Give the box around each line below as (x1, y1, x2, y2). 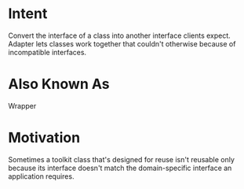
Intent (8, 5, 48, 23)
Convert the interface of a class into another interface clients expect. (8, 31, 231, 40)
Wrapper (8, 101, 37, 110)
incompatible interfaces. (8, 47, 87, 57)
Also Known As (8, 76, 110, 93)
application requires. (8, 171, 75, 181)
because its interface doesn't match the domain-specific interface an (8, 163, 232, 172)
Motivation (8, 129, 81, 146)
